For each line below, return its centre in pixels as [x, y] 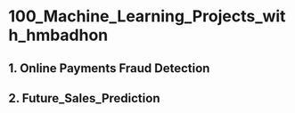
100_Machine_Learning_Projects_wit [147, 16]
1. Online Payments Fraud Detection [109, 68]
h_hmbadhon [58, 35]
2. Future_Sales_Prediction [84, 98]
